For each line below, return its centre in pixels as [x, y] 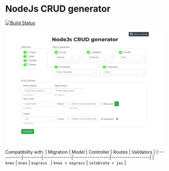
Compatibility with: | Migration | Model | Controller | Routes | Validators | [80, 152]
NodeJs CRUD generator [58, 9]
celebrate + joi [106, 163]
